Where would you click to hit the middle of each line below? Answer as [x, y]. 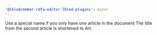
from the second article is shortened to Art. [49, 28]
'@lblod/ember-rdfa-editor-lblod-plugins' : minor [57, 9]
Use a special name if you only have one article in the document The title [79, 23]
